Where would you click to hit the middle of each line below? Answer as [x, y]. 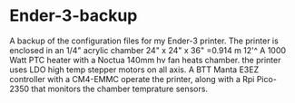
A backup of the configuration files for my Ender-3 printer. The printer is [144, 41]
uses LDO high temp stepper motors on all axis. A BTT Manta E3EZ [134, 70]
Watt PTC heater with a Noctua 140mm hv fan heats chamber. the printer [145, 60]
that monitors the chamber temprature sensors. [120, 89]
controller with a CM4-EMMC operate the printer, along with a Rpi [132, 79]
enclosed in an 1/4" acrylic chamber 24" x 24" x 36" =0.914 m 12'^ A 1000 [148, 50]
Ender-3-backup [74, 16]
